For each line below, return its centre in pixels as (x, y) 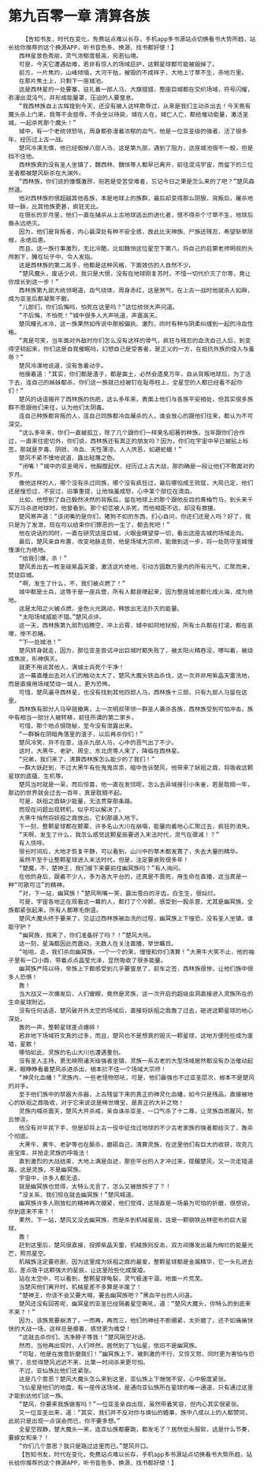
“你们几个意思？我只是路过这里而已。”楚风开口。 (85, 1446)
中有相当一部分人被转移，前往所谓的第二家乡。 (73, 717)
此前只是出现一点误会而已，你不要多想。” (64, 1421)
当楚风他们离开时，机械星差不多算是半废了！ (80, 1287)
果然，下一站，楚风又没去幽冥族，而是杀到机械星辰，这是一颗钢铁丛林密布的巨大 (130, 1220)
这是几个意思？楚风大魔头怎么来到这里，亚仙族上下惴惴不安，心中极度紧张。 (124, 1379)
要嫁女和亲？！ (29, 1438)
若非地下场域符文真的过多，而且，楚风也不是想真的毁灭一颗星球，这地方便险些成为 (133, 1036)
